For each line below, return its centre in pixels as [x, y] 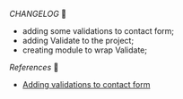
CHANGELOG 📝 [38, 14]
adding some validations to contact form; [98, 31]
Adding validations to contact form [86, 84]
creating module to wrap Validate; [85, 50]
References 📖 [34, 67]
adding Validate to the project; [78, 41]
